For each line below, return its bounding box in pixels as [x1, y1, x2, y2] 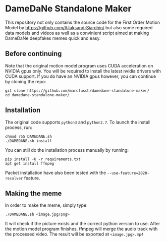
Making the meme [5, 189, 62, 197]
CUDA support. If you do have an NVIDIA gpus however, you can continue [5, 73, 156, 79]
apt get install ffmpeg [5, 161, 55, 166]
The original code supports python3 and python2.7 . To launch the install [5, 119, 151, 125]
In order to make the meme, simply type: [5, 202, 88, 208]
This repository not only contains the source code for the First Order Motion [5, 19, 160, 25]
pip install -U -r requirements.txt [5, 157, 81, 162]
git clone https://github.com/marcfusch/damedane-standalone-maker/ [5, 88, 150, 93]
